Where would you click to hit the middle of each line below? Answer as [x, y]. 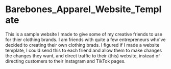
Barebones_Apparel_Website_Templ [83, 9]
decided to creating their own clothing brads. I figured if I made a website [82, 45]
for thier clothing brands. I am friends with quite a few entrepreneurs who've [86, 40]
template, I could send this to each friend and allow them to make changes [84, 50]
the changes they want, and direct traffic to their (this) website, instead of [83, 56]
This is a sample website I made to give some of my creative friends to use [84, 34]
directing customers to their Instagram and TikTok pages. [66, 61]
